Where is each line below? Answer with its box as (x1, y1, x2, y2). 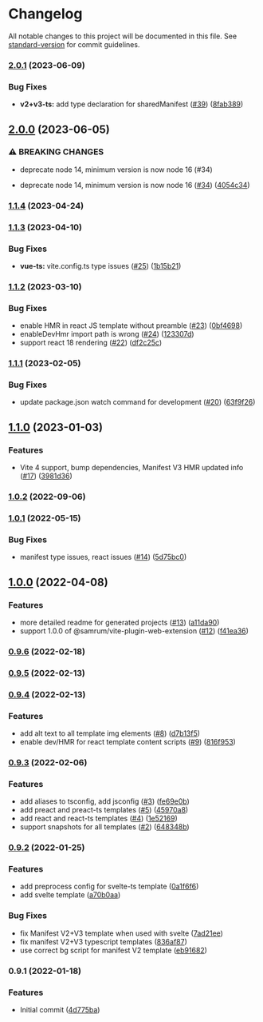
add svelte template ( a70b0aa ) (19, 890, 121, 900)
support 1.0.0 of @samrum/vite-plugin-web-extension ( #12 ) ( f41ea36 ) (19, 625, 249, 636)
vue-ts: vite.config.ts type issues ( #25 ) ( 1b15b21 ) (19, 261, 182, 270)
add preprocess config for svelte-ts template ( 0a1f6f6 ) (19, 881, 199, 892)
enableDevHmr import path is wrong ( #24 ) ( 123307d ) (19, 329, 194, 339)
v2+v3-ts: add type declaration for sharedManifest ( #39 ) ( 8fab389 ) (19, 99, 244, 109)
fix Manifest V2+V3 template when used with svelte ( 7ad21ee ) (19, 928, 223, 938)
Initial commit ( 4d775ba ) (19, 1004, 100, 1014)
